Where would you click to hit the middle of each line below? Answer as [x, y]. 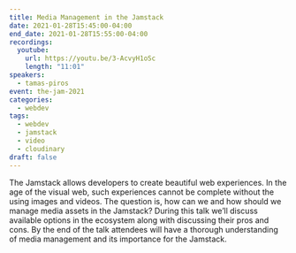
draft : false [33, 157]
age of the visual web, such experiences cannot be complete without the [142, 192]
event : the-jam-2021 [47, 91]
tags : [19, 116]
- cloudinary [41, 149]
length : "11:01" [55, 67]
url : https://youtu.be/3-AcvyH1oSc [91, 58]
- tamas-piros [43, 83]
